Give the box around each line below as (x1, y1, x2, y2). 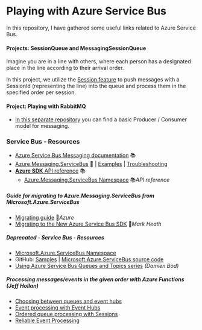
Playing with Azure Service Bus (6, 4, 167, 18)
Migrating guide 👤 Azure (14, 214, 74, 221)
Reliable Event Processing (14, 317, 80, 324)
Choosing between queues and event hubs (14, 297, 122, 305)
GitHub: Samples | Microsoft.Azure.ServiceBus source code (14, 255, 164, 263)
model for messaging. (14, 122, 69, 130)
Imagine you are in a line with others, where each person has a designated (6, 58, 191, 65)
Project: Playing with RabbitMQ (6, 103, 86, 110)
